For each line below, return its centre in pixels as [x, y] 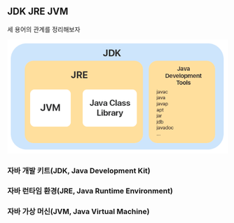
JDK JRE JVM [38, 12]
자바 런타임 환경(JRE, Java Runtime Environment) [90, 191]
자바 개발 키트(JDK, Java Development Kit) [79, 170]
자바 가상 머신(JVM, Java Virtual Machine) [78, 212]
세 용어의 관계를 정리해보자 [44, 29]
